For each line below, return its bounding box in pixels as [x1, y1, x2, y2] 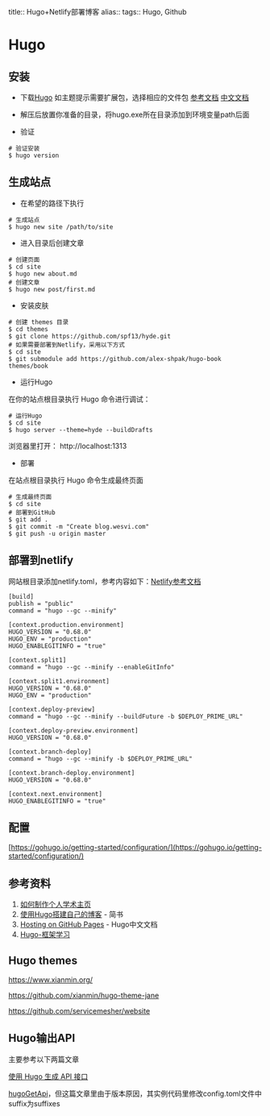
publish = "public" [8, 599, 74, 608]
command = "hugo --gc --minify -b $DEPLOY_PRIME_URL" [8, 754, 193, 763]
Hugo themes [8, 953, 78, 967]
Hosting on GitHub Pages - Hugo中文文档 [19, 919, 158, 929]
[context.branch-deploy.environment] [8, 769, 135, 777]
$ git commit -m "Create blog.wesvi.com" [8, 522, 150, 530]
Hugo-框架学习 [19, 930, 70, 940]
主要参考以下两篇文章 [8, 1054, 79, 1064]
